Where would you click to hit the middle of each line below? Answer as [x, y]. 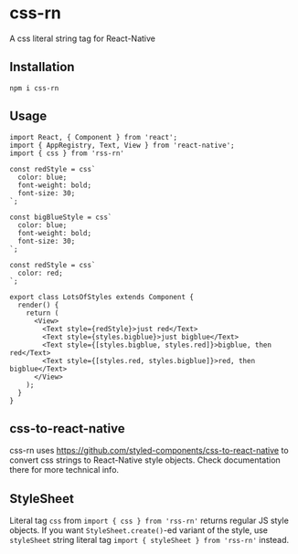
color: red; [41, 273]
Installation [42, 67]
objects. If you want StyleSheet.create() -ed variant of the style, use [138, 530]
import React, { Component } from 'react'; [94, 137]
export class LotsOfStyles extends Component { [102, 297]
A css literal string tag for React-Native [82, 38]
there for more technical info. [64, 470]
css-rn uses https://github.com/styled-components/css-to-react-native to [149, 451]
